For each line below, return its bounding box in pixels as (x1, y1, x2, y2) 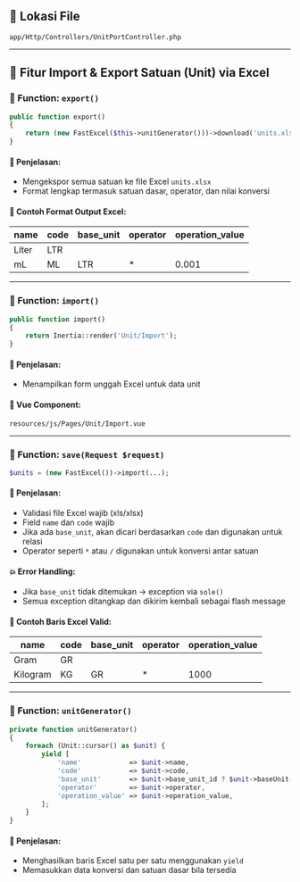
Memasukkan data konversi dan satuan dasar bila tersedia (21, 865, 237, 876)
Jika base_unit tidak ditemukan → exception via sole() (21, 587, 224, 597)
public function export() (9, 112, 105, 121)
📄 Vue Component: (9, 399, 82, 410)
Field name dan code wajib (21, 517, 114, 528)
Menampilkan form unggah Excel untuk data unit (21, 379, 201, 389)
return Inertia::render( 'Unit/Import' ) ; (25, 331, 178, 340)
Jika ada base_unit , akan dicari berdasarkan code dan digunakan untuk (21, 526, 283, 537)
